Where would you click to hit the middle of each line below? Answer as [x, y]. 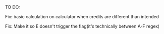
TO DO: [13, 7]
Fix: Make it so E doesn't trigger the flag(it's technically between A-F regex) [82, 26]
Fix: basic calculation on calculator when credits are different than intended [82, 17]
